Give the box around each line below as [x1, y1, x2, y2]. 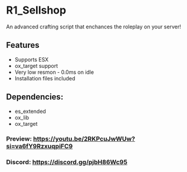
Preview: [6, 135, 32, 143]
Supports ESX [14, 56, 49, 63]
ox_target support [14, 62, 58, 69]
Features [6, 40, 40, 50]
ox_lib [14, 113, 29, 121]
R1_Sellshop [6, 4, 67, 17]
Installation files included [14, 74, 76, 82]
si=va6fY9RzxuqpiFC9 [6, 142, 73, 151]
